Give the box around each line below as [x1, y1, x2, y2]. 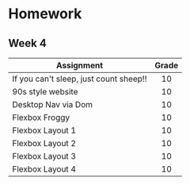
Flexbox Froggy [12, 112, 70, 123]
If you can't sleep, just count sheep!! [12, 73, 148, 84]
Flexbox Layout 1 [12, 125, 77, 136]
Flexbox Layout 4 [12, 164, 77, 175]
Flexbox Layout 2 [12, 138, 77, 148]
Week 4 [8, 37, 47, 50]
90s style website [12, 87, 78, 97]
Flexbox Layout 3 [12, 151, 77, 161]
